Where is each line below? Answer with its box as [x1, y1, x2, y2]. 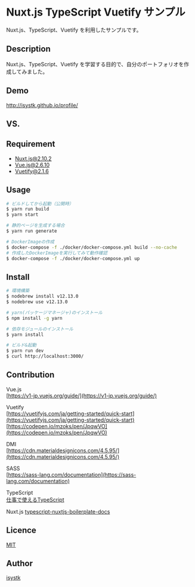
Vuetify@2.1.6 [14, 168, 49, 175]
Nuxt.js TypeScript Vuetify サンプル [6, 5, 186, 19]
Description [6, 44, 51, 54]
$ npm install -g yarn [6, 315, 63, 321]
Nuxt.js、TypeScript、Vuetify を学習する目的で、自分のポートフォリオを [6, 60, 184, 67]
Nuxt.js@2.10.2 [14, 155, 52, 162]
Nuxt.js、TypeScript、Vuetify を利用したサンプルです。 [6, 26, 142, 33]
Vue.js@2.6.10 [14, 161, 50, 168]
